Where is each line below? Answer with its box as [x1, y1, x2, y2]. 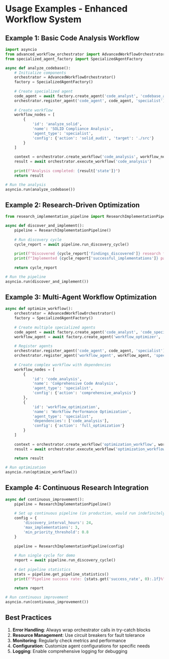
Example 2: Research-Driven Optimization [5, 201, 140, 209]
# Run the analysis [5, 182, 46, 187]
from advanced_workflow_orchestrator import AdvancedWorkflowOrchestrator [5, 51, 165, 57]
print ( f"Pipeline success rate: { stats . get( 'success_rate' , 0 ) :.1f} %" [14, 576, 165, 582]
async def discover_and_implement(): [5, 223, 84, 228]
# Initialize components [14, 70, 66, 75]
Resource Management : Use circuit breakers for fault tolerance [12, 632, 145, 638]
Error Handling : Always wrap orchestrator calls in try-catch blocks [12, 627, 151, 633]
